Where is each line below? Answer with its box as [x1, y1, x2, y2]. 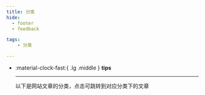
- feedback [12, 25, 40, 32]
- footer [12, 20, 34, 26]
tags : [6, 37, 20, 43]
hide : [6, 15, 20, 21]
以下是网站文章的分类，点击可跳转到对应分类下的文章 [15, 82, 149, 90]
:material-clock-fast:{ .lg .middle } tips [15, 64, 112, 71]
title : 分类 [6, 8, 35, 15]
